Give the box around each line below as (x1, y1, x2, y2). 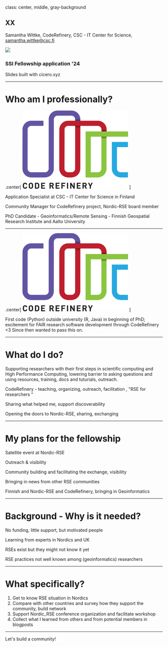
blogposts (12, 621, 33, 627)
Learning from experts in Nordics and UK (5, 536, 90, 542)
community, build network (12, 605, 66, 611)
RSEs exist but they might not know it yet (5, 546, 89, 552)
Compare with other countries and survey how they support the (12, 600, 144, 606)
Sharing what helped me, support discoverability (5, 401, 105, 407)
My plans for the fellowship (5, 433, 121, 444)
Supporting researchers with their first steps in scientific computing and (5, 365, 153, 372)
